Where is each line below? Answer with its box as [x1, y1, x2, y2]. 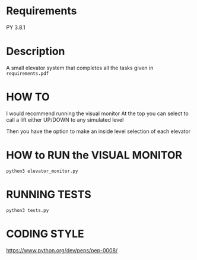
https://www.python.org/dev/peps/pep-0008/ [6, 246, 118, 253]
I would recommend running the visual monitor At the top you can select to [6, 110, 189, 117]
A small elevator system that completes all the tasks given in [6, 64, 154, 71]
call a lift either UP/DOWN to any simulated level [6, 116, 124, 123]
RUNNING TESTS [6, 188, 92, 201]
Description [6, 45, 65, 58]
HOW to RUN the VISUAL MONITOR [6, 148, 183, 161]
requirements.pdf [6, 70, 49, 77]
